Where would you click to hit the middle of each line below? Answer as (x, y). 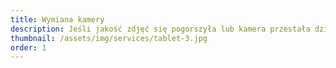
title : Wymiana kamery (57, 19)
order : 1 (28, 47)
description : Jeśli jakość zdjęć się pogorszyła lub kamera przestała (160, 29)
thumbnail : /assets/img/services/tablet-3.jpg (109, 38)
